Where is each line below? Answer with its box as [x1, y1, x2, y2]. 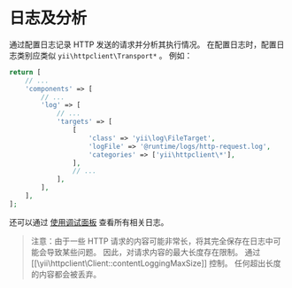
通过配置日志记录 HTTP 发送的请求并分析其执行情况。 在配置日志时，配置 [9, 39, 277, 50]
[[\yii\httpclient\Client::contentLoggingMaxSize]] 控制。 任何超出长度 [30, 258, 281, 269]
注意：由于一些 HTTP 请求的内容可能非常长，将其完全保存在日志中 [30, 236, 274, 246]
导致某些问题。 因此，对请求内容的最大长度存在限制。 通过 [46, 246, 261, 257]
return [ [9, 67, 42, 76]
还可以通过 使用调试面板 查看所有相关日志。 [9, 216, 169, 227]
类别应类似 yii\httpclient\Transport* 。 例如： [16, 50, 193, 60]
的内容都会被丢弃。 [30, 269, 102, 279]
